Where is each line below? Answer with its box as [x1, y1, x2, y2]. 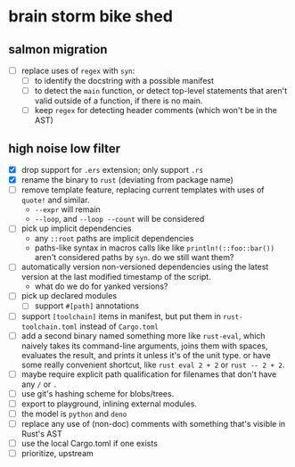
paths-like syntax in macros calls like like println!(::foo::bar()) [34, 242, 275, 253]
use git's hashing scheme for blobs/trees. [20, 388, 175, 398]
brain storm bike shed [8, 6, 173, 27]
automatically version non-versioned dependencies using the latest [20, 261, 269, 273]
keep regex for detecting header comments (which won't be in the [34, 105, 277, 116]
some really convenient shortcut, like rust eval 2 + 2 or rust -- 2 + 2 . [20, 359, 285, 370]
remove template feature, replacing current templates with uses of [20, 184, 265, 195]
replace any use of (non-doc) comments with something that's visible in [20, 418, 286, 429]
